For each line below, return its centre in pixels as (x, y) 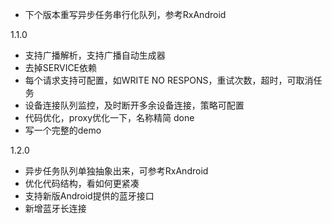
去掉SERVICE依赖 (61, 67)
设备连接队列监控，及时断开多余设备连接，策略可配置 (134, 105)
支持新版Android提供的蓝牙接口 (89, 196)
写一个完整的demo (63, 130)
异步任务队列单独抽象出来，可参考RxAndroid (116, 171)
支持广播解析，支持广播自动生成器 (95, 55)
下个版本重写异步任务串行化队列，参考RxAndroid (125, 14)
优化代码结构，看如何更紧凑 (82, 183)
